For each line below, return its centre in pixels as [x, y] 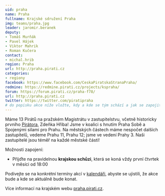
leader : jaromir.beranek [30, 28]
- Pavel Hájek [20, 42]
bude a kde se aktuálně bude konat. [41, 179]
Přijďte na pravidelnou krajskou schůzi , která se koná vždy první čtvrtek [85, 159]
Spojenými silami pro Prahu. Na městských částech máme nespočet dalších [82, 130]
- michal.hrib [20, 60]
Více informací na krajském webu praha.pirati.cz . [55, 188]
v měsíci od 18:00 [30, 164]
